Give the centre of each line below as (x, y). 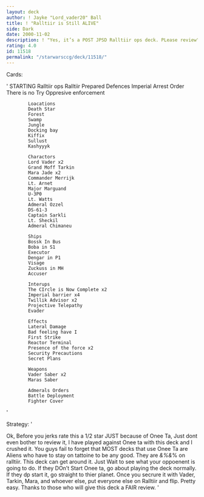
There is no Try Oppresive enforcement (56, 92)
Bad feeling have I (53, 332)
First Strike (45, 337)
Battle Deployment (51, 396)
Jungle (36, 125)
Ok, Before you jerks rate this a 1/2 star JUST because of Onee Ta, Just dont (102, 436)
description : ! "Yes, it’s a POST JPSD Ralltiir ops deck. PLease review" (103, 40)
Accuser (38, 274)
